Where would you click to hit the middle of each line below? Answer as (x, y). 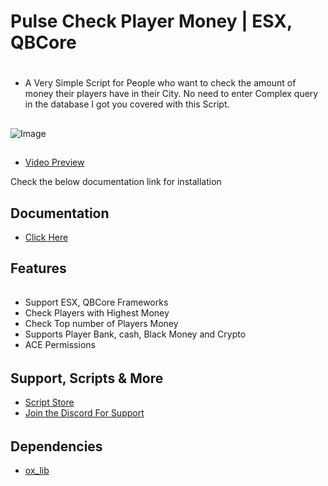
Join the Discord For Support (84, 413)
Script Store (49, 402)
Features (38, 268)
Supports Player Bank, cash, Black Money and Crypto (135, 334)
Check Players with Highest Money (97, 312)
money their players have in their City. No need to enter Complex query (171, 94)
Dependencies (56, 446)
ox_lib (37, 471)
